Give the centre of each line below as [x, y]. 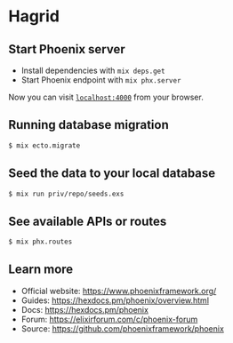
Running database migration [89, 125]
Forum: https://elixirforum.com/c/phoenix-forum [109, 319]
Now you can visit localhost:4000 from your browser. [106, 97]
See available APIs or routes [88, 221]
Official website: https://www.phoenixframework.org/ [119, 291]
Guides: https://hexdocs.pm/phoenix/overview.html [115, 300]
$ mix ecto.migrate [44, 145]
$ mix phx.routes [40, 242]
